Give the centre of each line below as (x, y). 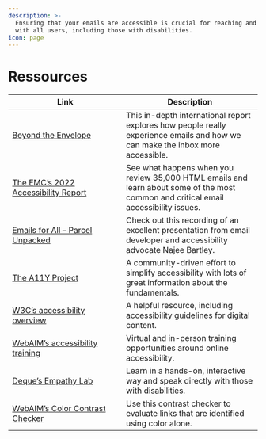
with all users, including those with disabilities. (104, 30)
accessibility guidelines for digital (188, 315)
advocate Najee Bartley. (171, 250)
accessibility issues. (163, 208)
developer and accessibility (177, 240)
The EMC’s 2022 (44, 183)
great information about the (177, 283)
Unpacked (31, 240)
